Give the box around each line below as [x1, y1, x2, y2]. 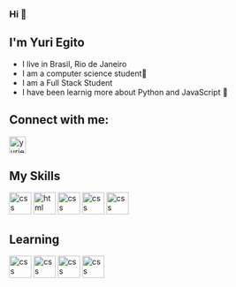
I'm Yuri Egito [9, 35, 86, 50]
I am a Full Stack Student [21, 77, 113, 87]
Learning [9, 231, 60, 246]
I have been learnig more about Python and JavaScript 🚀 [21, 87, 228, 97]
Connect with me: [9, 112, 110, 127]
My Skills [9, 168, 61, 184]
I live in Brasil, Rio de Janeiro [21, 58, 127, 69]
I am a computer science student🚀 [21, 68, 148, 79]
